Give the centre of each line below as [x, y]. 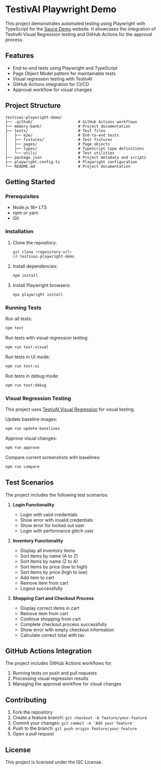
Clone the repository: [35, 242]
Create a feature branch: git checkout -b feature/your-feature [80, 718]
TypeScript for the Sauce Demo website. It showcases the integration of [80, 28]
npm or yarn [25, 213]
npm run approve [22, 448]
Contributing [26, 700]
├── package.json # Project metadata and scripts [76, 157]
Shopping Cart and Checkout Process [53, 598]
